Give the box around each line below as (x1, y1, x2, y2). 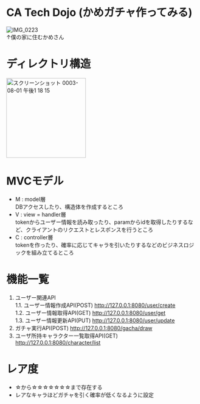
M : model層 (15, 195, 46, 203)
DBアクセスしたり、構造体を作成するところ (15, 203, 123, 211)
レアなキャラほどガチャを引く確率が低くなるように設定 (15, 391, 154, 399)
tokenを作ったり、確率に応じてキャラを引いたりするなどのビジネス (15, 241, 184, 248)
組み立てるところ (31, 248, 74, 256)
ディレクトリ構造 (6, 57, 91, 71)
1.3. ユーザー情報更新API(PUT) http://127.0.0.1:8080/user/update (15, 317, 175, 324)
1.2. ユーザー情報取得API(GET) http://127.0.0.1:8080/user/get (15, 309, 166, 316)
